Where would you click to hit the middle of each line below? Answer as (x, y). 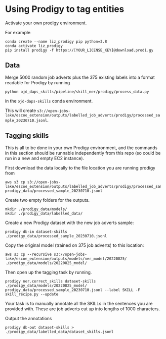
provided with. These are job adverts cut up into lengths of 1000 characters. (83, 309)
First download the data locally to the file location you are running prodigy (80, 168)
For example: (19, 32)
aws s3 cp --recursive (28, 254)
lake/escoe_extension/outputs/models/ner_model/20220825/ (66, 259)
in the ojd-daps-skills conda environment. (49, 101)
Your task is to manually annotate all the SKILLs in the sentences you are (79, 303)
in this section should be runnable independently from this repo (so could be (83, 153)
